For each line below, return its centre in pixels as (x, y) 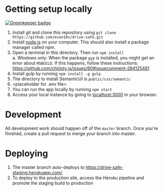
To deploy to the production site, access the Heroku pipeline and (78, 178)
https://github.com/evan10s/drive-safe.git (58, 37)
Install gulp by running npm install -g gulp (57, 73)
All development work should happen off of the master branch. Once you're (82, 128)
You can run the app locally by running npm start (62, 89)
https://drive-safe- (104, 167)
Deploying (27, 154)
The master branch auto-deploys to (48, 167)
